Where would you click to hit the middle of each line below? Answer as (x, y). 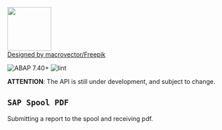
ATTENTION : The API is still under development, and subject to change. (111, 81)
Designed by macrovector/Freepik (57, 55)
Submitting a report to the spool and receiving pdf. (80, 118)
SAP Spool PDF (38, 103)
